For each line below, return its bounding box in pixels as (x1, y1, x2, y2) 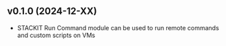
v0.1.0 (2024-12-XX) (7, 5, 98, 17)
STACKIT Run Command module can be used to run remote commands (17, 23, 219, 32)
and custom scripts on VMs (17, 31, 95, 39)
